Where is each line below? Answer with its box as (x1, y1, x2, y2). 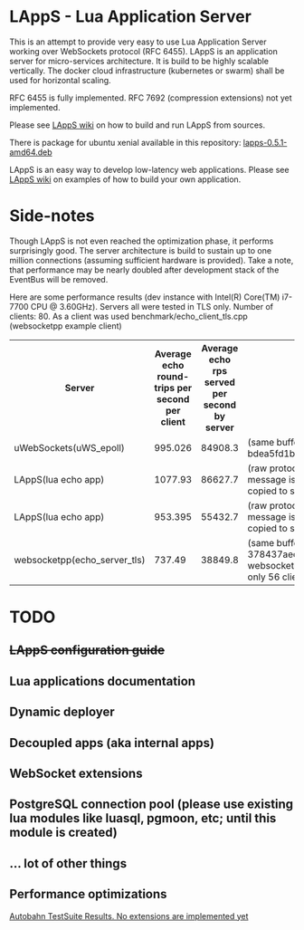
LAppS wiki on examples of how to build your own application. (9, 174, 242, 185)
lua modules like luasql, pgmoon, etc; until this (9, 810, 277, 826)
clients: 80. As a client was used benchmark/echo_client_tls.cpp (9, 311, 249, 321)
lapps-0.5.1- (242, 137, 288, 148)
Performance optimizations (9, 887, 167, 902)
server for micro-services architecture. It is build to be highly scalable (9, 55, 270, 66)
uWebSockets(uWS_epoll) (14, 441, 125, 454)
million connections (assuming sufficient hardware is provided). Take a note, (9, 254, 294, 265)
